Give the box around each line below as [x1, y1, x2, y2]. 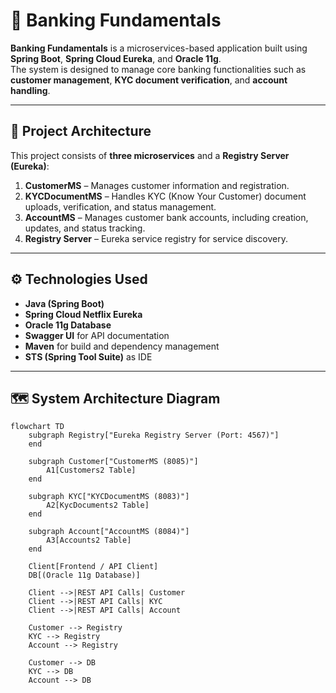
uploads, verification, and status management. [24, 200, 217, 213]
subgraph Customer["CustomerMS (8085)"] [28, 457, 199, 467]
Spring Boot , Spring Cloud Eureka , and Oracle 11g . [10, 52, 222, 64]
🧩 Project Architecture [10, 123, 152, 140]
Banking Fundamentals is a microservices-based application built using [10, 42, 308, 54]
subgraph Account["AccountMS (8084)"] [28, 527, 190, 537]
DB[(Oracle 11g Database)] [28, 570, 141, 581]
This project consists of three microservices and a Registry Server [10, 149, 290, 161]
